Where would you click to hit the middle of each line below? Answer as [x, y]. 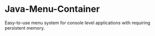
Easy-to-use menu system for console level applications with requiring [77, 23]
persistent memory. [25, 28]
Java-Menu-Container [52, 9]
